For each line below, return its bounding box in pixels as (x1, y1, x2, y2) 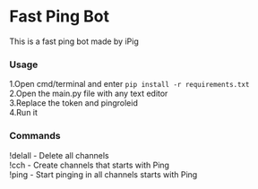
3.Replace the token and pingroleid (9, 98, 139, 108)
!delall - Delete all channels (9, 150, 109, 160)
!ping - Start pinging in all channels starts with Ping (9, 168, 198, 180)
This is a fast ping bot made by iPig (9, 36, 139, 47)
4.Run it (9, 107, 39, 118)
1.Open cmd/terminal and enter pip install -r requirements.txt (9, 79, 250, 90)
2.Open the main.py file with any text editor (9, 88, 168, 99)
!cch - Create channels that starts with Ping (9, 159, 170, 170)
